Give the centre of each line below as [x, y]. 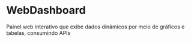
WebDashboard [46, 10]
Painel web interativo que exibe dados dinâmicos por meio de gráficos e [95, 27]
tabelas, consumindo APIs [38, 33]
